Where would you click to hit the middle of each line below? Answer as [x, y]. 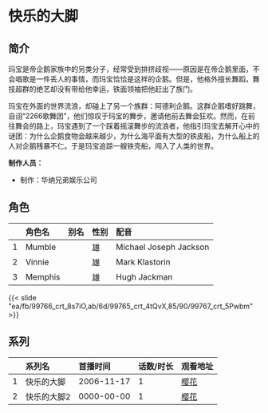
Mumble [41, 247]
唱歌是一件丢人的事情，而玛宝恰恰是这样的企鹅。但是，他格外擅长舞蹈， [134, 79]
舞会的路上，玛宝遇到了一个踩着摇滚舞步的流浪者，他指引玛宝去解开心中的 [137, 126]
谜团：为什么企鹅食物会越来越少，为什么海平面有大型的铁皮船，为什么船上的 [134, 136]
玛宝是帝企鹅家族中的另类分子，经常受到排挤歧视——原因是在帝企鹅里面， [130, 69]
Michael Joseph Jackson [162, 247]
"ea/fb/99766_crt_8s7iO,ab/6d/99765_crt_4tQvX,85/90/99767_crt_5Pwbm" [131, 306]
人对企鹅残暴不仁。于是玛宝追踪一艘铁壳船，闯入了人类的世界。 [113, 146]
